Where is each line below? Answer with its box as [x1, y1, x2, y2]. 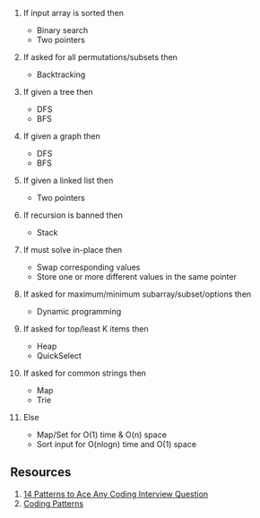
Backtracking [36, 69, 86, 80]
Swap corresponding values [36, 262, 141, 272]
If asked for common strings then [22, 367, 147, 378]
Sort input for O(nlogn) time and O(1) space [36, 439, 196, 449]
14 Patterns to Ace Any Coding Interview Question [22, 488, 209, 499]
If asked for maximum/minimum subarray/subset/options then [22, 289, 252, 299]
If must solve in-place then [22, 245, 123, 255]
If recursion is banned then [22, 210, 124, 220]
